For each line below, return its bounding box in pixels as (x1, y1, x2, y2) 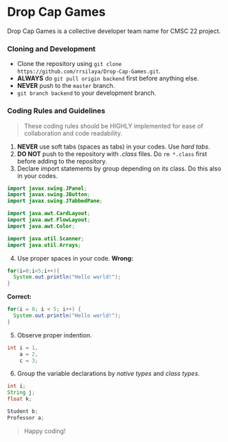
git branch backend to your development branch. (16, 89, 157, 97)
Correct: (7, 293, 32, 301)
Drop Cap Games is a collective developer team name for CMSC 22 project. (7, 27, 221, 35)
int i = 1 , (7, 344, 38, 351)
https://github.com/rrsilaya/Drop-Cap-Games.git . (16, 67, 161, 76)
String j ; (7, 389, 36, 396)
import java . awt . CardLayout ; (7, 210, 91, 217)
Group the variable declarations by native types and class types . (16, 369, 201, 378)
